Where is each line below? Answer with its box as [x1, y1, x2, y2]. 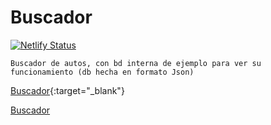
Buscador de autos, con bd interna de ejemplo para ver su [10, 58, 262, 68]
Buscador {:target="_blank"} [10, 84, 125, 96]
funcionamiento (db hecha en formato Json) [10, 67, 195, 77]
